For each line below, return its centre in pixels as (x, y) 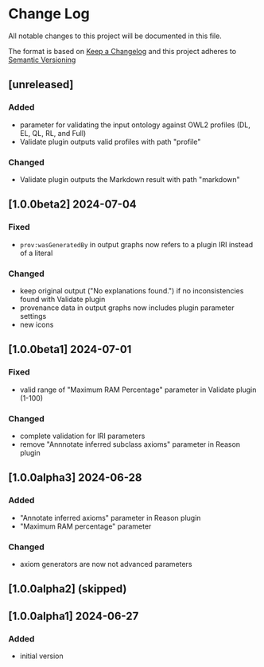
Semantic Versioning (42, 60)
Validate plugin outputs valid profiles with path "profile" (110, 142)
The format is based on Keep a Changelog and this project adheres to (122, 51)
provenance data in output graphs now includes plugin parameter (127, 308)
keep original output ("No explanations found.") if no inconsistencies (132, 290)
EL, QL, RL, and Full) (53, 133)
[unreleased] (41, 85)
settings (33, 316)
